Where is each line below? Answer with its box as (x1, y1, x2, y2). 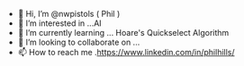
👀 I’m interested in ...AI (17, 18, 102, 29)
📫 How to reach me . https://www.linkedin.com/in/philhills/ (17, 47, 236, 57)
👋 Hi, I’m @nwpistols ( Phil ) (17, 9, 121, 19)
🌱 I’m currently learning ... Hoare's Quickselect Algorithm (17, 28, 230, 37)
